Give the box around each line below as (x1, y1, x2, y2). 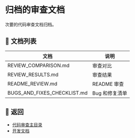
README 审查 (92, 80, 124, 87)
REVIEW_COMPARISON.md (7, 62, 70, 69)
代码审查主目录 (12, 121, 42, 127)
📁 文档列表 (5, 37, 37, 45)
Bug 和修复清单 (92, 90, 128, 97)
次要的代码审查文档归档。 (5, 21, 57, 27)
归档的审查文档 (5, 4, 65, 16)
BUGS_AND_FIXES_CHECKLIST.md (7, 89, 88, 96)
